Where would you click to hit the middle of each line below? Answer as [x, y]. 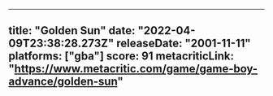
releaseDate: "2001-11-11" [184, 44]
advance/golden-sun [63, 82]
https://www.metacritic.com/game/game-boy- [136, 69]
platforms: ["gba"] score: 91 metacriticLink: [121, 57]
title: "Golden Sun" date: [72, 31]
